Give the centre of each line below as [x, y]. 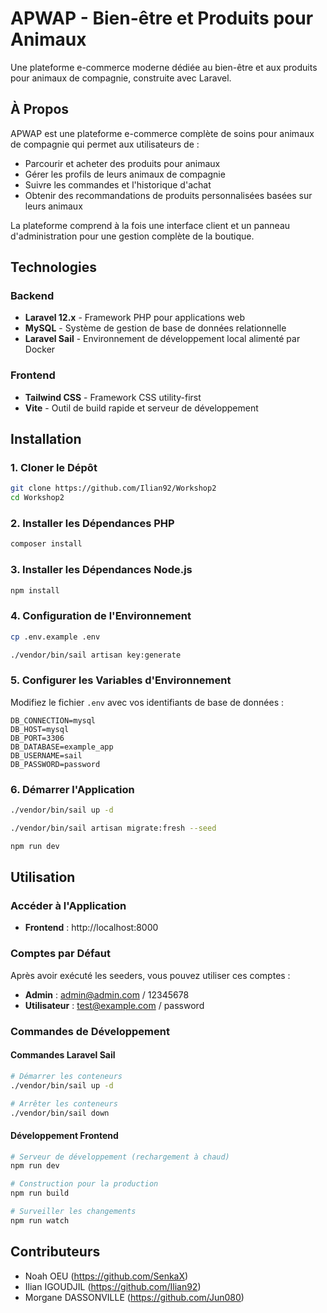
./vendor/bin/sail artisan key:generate [96, 655]
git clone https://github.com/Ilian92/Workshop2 [113, 488]
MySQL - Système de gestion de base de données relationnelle [155, 328]
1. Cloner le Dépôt [54, 468]
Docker [40, 349]
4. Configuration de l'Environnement [101, 616]
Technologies [54, 267]
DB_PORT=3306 [37, 738]
